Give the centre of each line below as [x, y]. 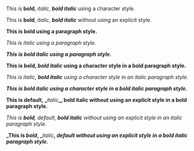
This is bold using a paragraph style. [52, 31]
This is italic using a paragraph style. [51, 43]
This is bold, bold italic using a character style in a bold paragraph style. [96, 65]
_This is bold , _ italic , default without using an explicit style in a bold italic [97, 135]
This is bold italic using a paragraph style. [59, 54]
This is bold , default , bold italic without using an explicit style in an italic [94, 118]
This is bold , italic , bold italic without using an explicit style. [79, 20]
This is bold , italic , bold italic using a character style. [71, 9]
